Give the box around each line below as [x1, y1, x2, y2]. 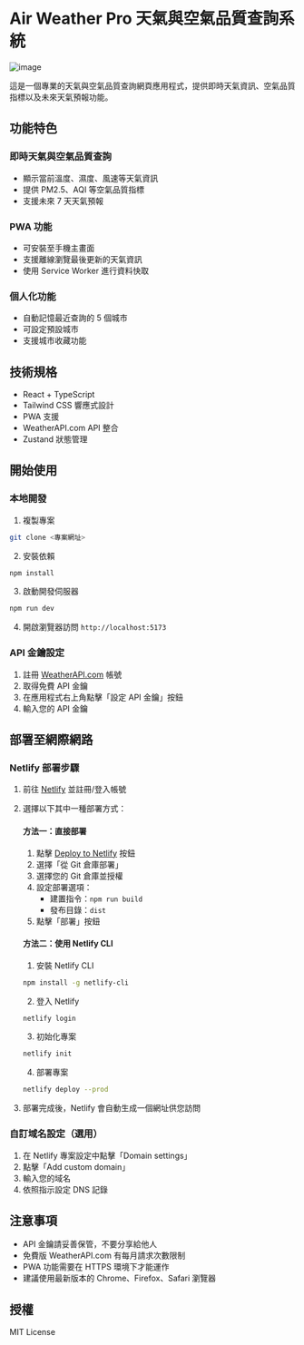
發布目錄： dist [49, 904, 107, 915]
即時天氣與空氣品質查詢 [9, 151, 112, 163]
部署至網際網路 [9, 732, 93, 748]
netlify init [22, 1049, 73, 1058]
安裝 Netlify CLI [35, 959, 94, 971]
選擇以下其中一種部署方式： [22, 803, 127, 814]
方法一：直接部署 [22, 825, 87, 836]
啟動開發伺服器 [22, 586, 79, 597]
